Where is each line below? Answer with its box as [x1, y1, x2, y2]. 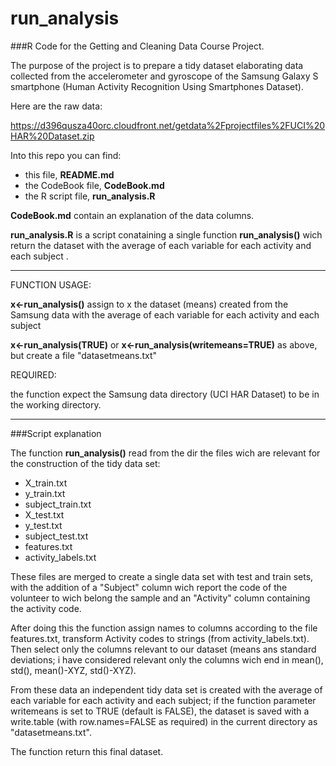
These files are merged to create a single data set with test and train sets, [10, 570, 314, 582]
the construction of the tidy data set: [10, 457, 161, 469]
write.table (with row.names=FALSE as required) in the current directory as [10, 715, 318, 727]
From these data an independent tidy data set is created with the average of [10, 683, 323, 696]
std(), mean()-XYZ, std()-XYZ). [10, 664, 137, 676]
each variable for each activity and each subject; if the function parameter [10, 694, 317, 706]
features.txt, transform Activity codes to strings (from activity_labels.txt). [10, 632, 310, 644]
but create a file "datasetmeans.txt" [10, 349, 158, 361]
